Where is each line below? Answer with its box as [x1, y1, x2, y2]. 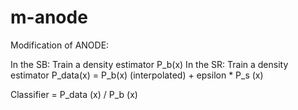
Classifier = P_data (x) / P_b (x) [10, 88, 138, 100]
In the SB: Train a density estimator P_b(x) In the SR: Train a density [10, 58, 289, 70]
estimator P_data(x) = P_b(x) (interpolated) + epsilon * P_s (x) [10, 69, 264, 81]
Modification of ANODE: [10, 39, 110, 51]
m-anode [10, 6, 88, 29]
